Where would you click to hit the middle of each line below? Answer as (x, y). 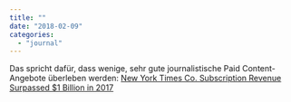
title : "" (28, 18)
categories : (32, 34)
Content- (259, 69)
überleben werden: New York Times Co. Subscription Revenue (165, 79)
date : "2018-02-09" (46, 26)
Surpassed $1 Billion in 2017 (62, 88)
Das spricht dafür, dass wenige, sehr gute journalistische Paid (125, 69)
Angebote (28, 79)
